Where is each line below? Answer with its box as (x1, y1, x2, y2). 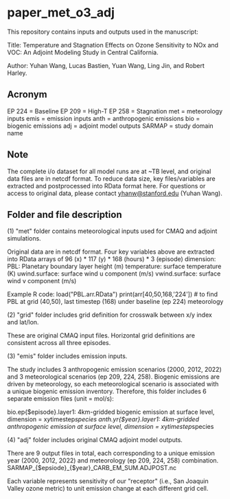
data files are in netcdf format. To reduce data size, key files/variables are (7, 174, 216, 183)
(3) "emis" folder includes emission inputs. (7, 352, 128, 360)
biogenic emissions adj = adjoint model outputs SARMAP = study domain (7, 122, 214, 130)
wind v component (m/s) (7, 277, 77, 285)
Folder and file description (7, 208, 122, 221)
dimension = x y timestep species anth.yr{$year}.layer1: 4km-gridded (7, 415, 199, 423)
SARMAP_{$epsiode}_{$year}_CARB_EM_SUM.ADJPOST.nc (7, 464, 177, 472)
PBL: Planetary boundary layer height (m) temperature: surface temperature (7, 263, 222, 271)
